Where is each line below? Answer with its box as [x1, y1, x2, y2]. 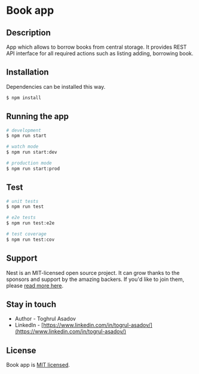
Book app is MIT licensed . [6, 361, 70, 369]
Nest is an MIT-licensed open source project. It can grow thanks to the [6, 269, 180, 276]
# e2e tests [6, 214, 36, 221]
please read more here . [6, 282, 64, 289]
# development [6, 127, 42, 133]
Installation [6, 67, 49, 77]
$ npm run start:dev [6, 149, 58, 155]
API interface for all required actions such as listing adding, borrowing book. [6, 50, 194, 57]
